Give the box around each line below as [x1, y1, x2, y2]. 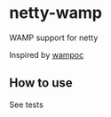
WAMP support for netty [9, 32, 99, 43]
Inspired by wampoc [9, 49, 84, 60]
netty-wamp [9, 3, 102, 23]
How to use [9, 75, 73, 91]
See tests [9, 99, 44, 110]
